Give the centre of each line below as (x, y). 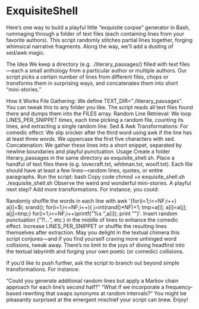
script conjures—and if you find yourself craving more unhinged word (91, 238)
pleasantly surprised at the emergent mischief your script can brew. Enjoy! (97, 299)
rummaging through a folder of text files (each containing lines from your (95, 33)
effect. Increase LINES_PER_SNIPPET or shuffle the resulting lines (87, 226)
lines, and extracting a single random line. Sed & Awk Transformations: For (97, 126)
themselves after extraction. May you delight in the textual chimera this (93, 232)
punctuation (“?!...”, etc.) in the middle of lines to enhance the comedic (92, 220)
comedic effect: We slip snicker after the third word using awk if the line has (99, 133)
